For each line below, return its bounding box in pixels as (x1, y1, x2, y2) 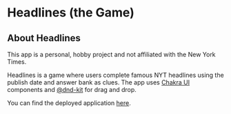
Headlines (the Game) (7, 5, 134, 21)
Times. (7, 58, 27, 66)
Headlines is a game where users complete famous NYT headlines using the (7, 71, 224, 79)
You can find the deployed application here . (7, 99, 131, 107)
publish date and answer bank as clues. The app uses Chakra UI (7, 78, 190, 87)
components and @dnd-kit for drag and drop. (7, 86, 137, 93)
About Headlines (7, 32, 81, 44)
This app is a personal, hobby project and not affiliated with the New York (7, 50, 216, 58)
